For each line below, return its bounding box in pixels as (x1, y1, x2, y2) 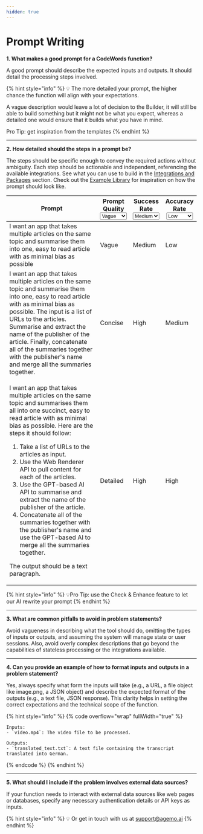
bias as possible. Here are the (9, 421, 94, 430)
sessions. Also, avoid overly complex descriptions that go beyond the (6, 639, 179, 647)
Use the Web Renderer (19, 457, 84, 466)
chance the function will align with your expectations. (6, 91, 139, 99)
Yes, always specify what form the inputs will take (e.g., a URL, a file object (6, 681, 193, 689)
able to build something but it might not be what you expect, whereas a (6, 109, 183, 117)
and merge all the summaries (9, 360, 92, 369)
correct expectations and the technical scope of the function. (6, 700, 159, 708)
